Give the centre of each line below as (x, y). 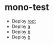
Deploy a (21, 26)
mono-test (27, 7)
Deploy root (24, 21)
